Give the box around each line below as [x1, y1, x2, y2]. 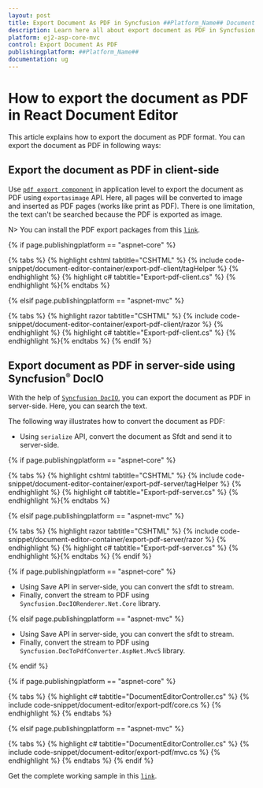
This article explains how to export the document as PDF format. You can [8, 132, 246, 142]
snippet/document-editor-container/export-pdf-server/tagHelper [8, 479, 219, 489]
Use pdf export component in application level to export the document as [8, 184, 244, 194]
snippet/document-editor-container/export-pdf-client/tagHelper [8, 263, 216, 273]
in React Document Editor [8, 106, 179, 125]
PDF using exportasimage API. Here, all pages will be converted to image [8, 192, 243, 202]
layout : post [8, 11, 51, 20]
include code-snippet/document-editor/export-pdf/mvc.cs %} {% [8, 748, 221, 757]
